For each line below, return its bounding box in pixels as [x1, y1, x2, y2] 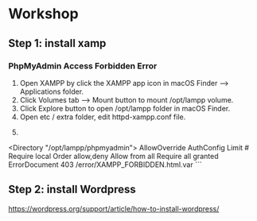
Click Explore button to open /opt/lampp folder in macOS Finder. [19, 103, 231, 113]
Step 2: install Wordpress [8, 183, 137, 196]
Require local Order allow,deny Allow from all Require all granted [8, 151, 219, 161]
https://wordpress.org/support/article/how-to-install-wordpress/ [8, 204, 220, 213]
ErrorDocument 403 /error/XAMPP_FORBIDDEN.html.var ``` [8, 160, 202, 169]
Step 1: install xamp [8, 37, 107, 50]
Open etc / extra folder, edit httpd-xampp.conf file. [19, 112, 186, 122]
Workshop [8, 5, 79, 23]
